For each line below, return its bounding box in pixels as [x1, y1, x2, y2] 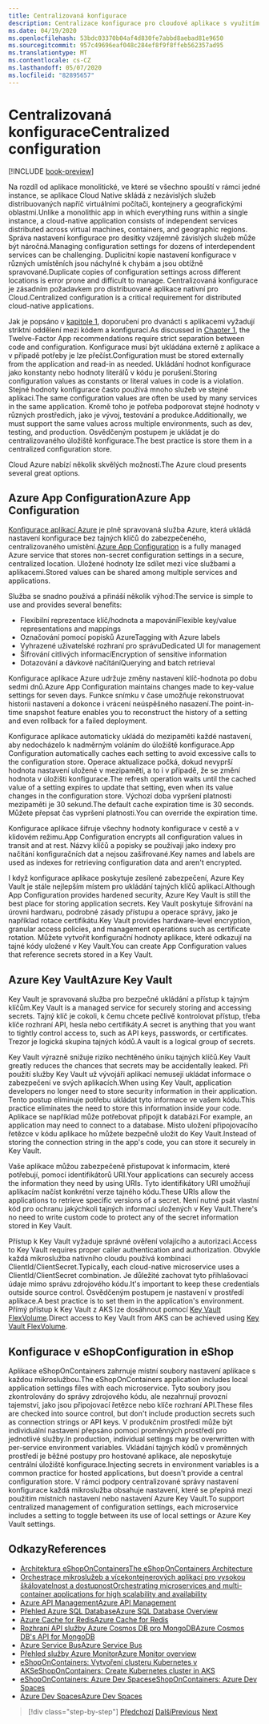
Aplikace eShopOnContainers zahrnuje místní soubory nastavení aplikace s [8, 1366, 256, 1376]
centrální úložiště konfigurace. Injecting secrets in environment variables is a [8, 1460, 259, 1469]
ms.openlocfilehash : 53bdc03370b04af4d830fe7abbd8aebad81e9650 [8, 34, 224, 42]
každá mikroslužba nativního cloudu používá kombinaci [8, 1254, 191, 1264]
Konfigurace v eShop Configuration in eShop [8, 1344, 235, 1358]
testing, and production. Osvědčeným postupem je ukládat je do [8, 427, 220, 436]
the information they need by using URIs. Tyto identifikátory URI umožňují [8, 1179, 251, 1188]
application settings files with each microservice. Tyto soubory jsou [8, 1383, 231, 1392]
